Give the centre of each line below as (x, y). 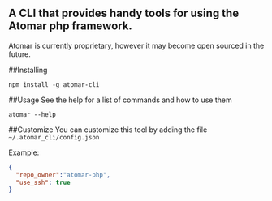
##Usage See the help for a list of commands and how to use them (121, 100)
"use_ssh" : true (43, 182)
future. (19, 54)
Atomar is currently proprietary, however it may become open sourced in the (136, 45)
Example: (24, 152)
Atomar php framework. (70, 26)
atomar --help (32, 114)
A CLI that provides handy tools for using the (124, 13)
